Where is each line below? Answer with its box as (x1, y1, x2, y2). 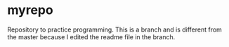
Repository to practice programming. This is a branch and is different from (7, 25, 223, 34)
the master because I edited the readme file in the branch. (7, 32, 176, 41)
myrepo (7, 2, 54, 18)
